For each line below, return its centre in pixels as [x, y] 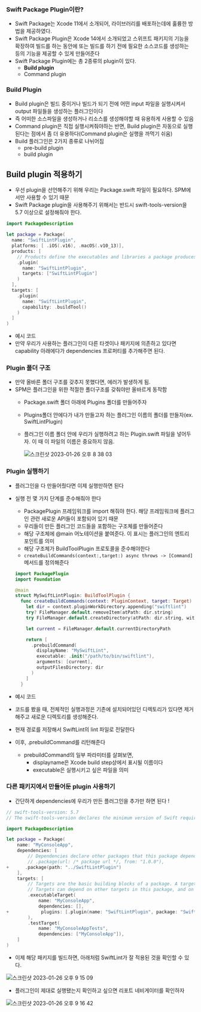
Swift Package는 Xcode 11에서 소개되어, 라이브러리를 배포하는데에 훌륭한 [101, 24]
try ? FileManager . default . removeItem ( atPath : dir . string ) [100, 612]
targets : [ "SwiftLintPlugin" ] [60, 274]
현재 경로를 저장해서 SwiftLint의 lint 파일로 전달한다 [75, 729]
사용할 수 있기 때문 [48, 197]
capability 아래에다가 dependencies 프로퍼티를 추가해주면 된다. [90, 351]
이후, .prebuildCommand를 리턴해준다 [60, 742]
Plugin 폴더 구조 [28, 368]
